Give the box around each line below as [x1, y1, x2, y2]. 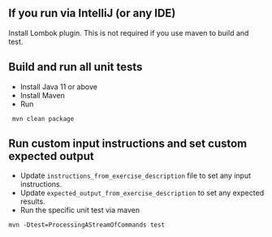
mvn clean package [11, 114, 75, 123]
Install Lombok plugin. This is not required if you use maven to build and [8, 28, 249, 37]
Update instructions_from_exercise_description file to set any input [19, 170, 252, 181]
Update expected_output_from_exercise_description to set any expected [19, 188, 265, 198]
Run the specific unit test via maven [19, 205, 140, 215]
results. [19, 196, 46, 206]
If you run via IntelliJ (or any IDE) [8, 6, 176, 20]
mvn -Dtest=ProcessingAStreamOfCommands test [8, 221, 165, 230]
